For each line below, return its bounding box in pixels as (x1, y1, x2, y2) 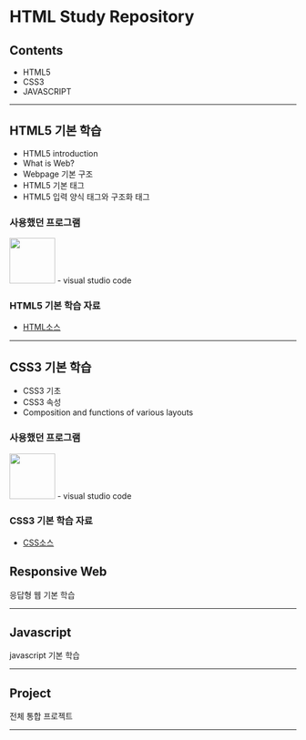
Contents (9, 43, 64, 58)
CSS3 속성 (22, 397, 62, 408)
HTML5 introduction (22, 147, 98, 158)
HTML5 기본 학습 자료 (9, 299, 101, 312)
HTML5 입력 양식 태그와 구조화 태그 (22, 191, 150, 202)
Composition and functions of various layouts (22, 407, 194, 418)
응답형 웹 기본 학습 (9, 589, 76, 600)
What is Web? (22, 157, 75, 168)
